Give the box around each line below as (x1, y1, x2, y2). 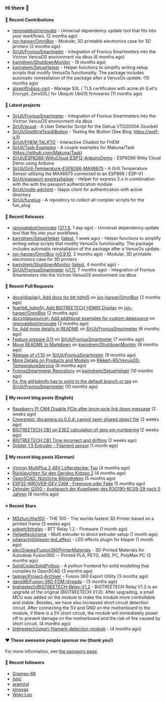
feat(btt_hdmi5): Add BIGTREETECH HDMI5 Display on (12, 305, 124, 310)
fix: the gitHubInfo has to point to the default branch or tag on (12, 378, 138, 384)
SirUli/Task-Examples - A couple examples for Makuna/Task (12, 144, 135, 150)
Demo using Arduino (12, 160, 54, 166)
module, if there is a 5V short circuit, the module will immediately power (12, 610, 159, 616)
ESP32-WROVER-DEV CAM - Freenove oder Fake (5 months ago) (12, 481, 146, 486)
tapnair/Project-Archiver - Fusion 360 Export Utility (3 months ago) (12, 573, 149, 579)
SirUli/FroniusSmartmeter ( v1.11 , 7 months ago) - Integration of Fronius (12, 266, 155, 272)
